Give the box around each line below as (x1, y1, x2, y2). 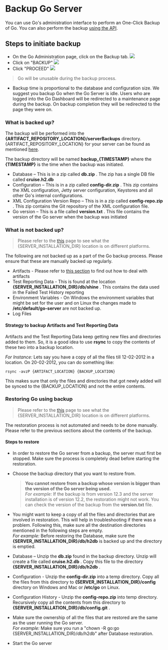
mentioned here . (5, 146, 39, 152)
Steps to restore (5, 439, 40, 445)
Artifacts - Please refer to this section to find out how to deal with (12, 268, 148, 274)
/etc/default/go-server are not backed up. (12, 305, 101, 312)
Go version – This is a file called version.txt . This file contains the (12, 209, 149, 215)
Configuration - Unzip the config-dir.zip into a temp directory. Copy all (12, 574, 159, 580)
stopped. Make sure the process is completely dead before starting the (12, 455, 159, 461)
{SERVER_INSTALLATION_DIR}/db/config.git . (12, 605, 110, 611)
